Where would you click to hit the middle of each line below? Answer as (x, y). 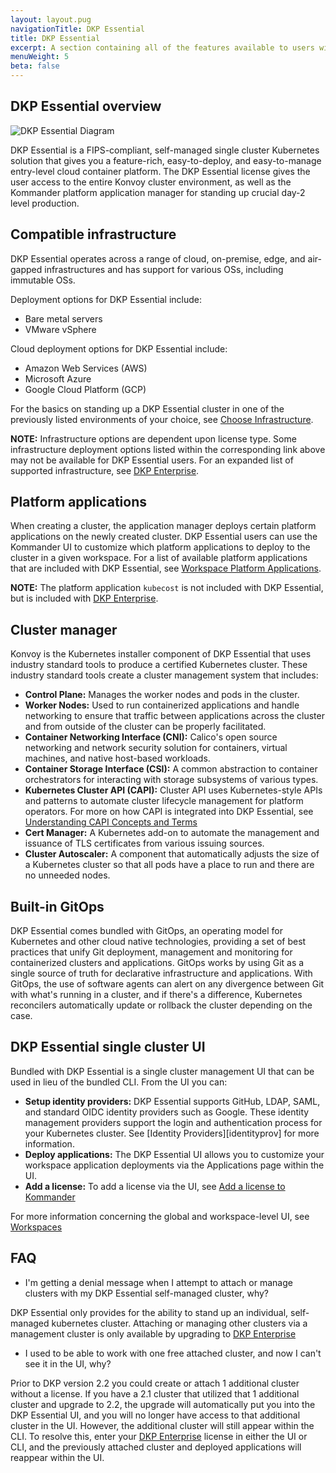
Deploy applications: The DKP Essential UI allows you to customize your (174, 1154)
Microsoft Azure (58, 378)
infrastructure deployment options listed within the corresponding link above (168, 449)
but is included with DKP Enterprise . (84, 598)
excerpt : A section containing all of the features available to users (162, 47)
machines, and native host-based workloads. (117, 758)
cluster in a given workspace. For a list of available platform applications (159, 558)
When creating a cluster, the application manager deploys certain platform (163, 526)
